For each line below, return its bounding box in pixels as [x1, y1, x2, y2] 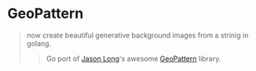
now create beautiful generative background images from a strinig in [26, 30, 249, 40]
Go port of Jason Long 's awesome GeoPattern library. [46, 54, 221, 63]
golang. [26, 38, 52, 48]
